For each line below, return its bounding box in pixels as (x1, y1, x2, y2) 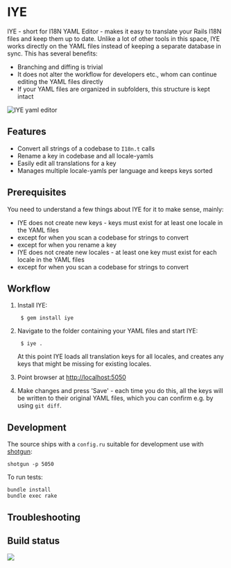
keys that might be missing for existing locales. (17, 360, 151, 368)
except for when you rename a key (17, 240, 117, 249)
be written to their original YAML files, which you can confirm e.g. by (17, 394, 214, 403)
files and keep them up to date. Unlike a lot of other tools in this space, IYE (7, 34, 221, 42)
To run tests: (7, 473, 43, 481)
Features (7, 126, 46, 137)
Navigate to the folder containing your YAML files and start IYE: (17, 327, 198, 335)
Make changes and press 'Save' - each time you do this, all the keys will (17, 387, 223, 395)
